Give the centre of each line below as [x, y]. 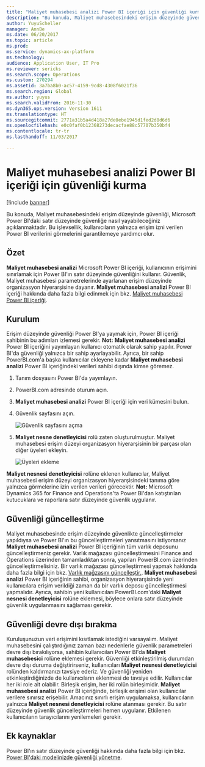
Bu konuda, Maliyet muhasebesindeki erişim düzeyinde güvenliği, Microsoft [101, 214]
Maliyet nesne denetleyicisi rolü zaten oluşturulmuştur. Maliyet [95, 437]
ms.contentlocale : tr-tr [38, 131]
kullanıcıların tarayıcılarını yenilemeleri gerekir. [64, 717]
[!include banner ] [28, 202]
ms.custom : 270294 [30, 80]
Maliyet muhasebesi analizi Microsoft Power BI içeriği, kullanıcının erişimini [102, 267]
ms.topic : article [30, 40]
